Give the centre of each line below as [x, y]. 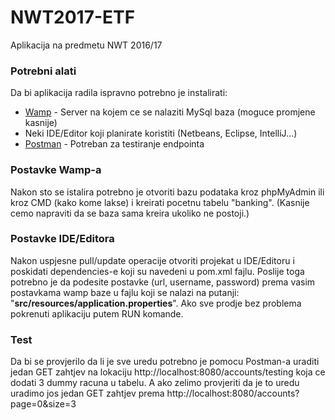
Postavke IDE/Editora [62, 239]
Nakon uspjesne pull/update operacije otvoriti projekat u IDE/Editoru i [152, 260]
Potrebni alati [43, 71]
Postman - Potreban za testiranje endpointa [114, 144]
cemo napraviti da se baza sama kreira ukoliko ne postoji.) [130, 213]
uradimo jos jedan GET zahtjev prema [87, 393]
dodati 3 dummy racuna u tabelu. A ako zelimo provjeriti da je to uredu [155, 383]
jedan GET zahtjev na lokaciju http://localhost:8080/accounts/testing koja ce [168, 372]
